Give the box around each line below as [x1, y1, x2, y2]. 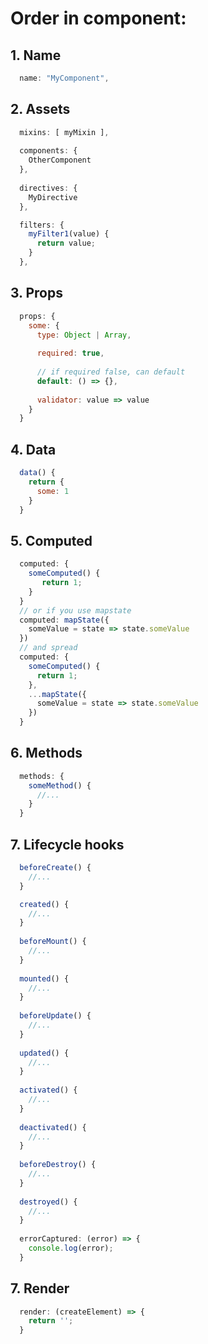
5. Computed [10, 532, 93, 549]
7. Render [10, 1280, 70, 1297]
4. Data [10, 441, 57, 458]
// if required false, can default [36, 367, 186, 377]
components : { [19, 146, 78, 156]
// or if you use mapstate [19, 605, 132, 616]
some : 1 [36, 486, 70, 496]
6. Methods [10, 745, 83, 762]
